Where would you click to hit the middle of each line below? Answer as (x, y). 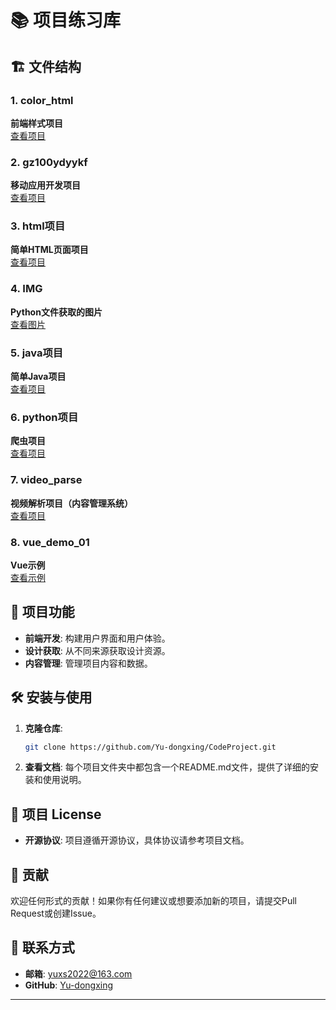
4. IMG (26, 289)
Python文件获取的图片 (56, 312)
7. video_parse (46, 480)
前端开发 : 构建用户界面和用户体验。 (97, 638)
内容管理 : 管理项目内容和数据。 (88, 663)
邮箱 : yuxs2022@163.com (78, 973)
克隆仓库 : (43, 728)
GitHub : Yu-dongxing (69, 985)
